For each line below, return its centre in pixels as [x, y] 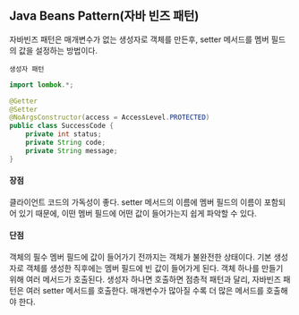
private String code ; [65, 143]
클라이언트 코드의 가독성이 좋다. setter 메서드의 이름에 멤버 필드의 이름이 [136, 202]
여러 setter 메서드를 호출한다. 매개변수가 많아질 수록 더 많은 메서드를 [145, 291]
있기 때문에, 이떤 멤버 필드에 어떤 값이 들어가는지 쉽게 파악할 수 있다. [137, 213]
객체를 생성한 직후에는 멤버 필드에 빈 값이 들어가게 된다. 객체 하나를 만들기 [154, 268]
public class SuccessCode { [62, 126]
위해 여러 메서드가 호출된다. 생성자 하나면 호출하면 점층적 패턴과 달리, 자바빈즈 [145, 279]
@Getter [24, 101]
